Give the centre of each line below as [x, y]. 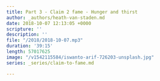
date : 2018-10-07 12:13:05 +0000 [49, 23]
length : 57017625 [28, 52]
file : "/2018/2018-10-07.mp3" [45, 40]
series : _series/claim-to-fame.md [50, 63]
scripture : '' [24, 29]
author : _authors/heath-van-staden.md [56, 18]
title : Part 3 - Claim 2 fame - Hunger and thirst [72, 12]
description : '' [27, 35]
